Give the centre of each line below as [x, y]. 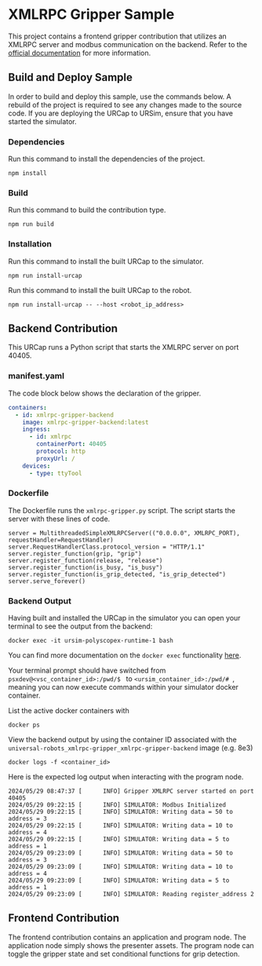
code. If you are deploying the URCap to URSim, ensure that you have [121, 113]
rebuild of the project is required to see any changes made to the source [125, 104]
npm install [27, 173]
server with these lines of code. [59, 519]
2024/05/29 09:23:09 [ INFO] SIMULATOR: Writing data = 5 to [119, 880]
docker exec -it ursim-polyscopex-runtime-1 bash [91, 641]
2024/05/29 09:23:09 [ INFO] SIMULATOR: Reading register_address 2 [131, 895]
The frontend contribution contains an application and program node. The [127, 937]
